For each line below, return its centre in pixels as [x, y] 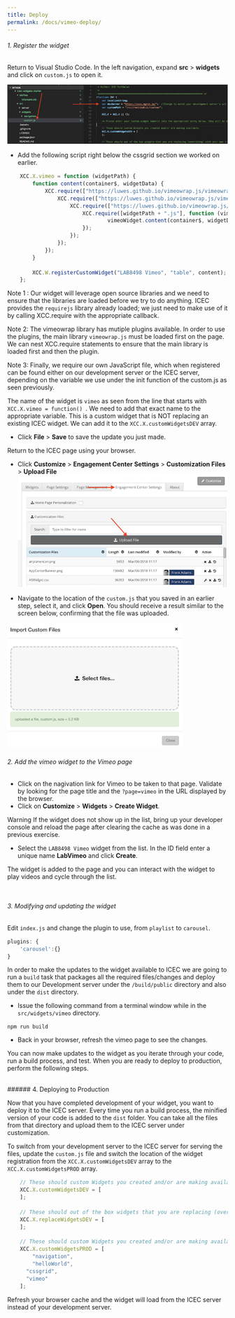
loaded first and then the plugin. [54, 351]
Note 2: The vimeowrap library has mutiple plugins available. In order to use [116, 329]
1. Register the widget [38, 46]
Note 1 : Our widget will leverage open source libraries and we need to [108, 293]
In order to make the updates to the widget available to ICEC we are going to [117, 970]
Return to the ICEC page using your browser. [72, 451]
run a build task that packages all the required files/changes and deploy [111, 977]
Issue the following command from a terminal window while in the [112, 1006]
